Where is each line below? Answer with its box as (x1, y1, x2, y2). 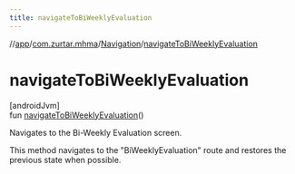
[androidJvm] (9, 100, 61, 111)
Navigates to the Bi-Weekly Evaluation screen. (9, 127, 182, 138)
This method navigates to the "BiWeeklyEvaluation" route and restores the (9, 144, 287, 155)
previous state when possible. (9, 154, 122, 165)
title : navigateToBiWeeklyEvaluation (9, 13, 152, 23)
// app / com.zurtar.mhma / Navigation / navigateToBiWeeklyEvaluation (9, 38, 259, 49)
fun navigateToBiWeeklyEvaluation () (9, 110, 144, 121)
